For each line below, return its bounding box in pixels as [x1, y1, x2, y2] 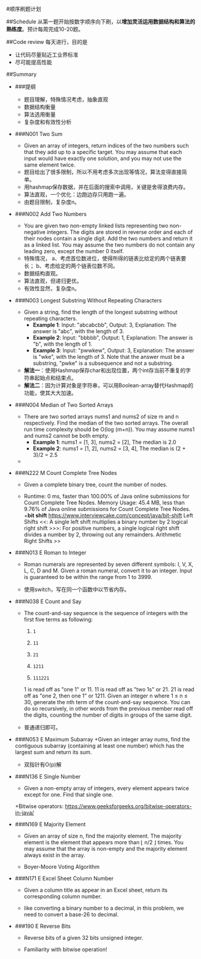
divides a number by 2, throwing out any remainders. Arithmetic [23, 531, 182, 538]
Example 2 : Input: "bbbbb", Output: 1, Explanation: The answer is [32, 334, 193, 341]
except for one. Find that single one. [23, 791, 113, 798]
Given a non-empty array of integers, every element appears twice [23, 785, 189, 792]
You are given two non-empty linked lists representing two [23, 222, 169, 229]
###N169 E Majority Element [14, 821, 86, 828]
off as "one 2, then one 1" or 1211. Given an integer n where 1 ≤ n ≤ [23, 692, 188, 699]
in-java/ [14, 809, 34, 816]
